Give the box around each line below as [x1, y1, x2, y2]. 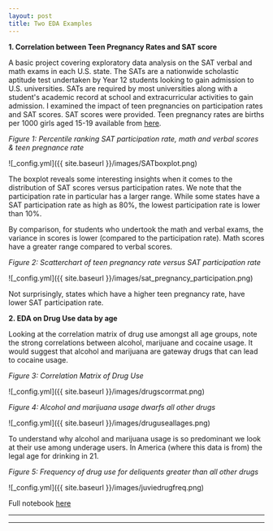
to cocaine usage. [8, 355, 69, 364]
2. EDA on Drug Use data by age [8, 313, 118, 323]
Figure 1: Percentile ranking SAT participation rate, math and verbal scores [8, 133, 259, 143]
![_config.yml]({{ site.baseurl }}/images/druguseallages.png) [8, 418, 211, 428]
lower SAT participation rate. [8, 298, 104, 307]
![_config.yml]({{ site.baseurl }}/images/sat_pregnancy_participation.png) [8, 273, 253, 283]
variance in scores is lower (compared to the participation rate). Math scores [8, 233, 265, 242]
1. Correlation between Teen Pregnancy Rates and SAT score [8, 41, 218, 51]
